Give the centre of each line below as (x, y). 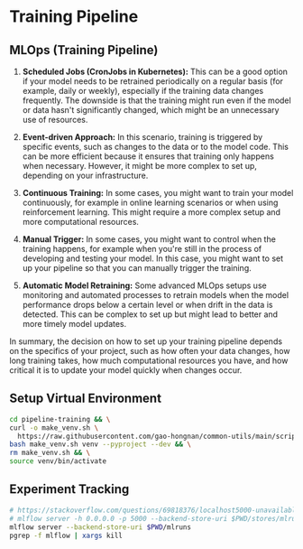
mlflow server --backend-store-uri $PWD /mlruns (101, 527)
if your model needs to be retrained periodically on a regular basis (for (153, 81)
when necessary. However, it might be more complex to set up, (139, 166)
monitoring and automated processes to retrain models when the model (156, 295)
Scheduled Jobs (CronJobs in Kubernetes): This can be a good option (155, 71)
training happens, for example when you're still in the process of (142, 249)
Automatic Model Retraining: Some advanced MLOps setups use (145, 285)
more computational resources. (81, 222)
